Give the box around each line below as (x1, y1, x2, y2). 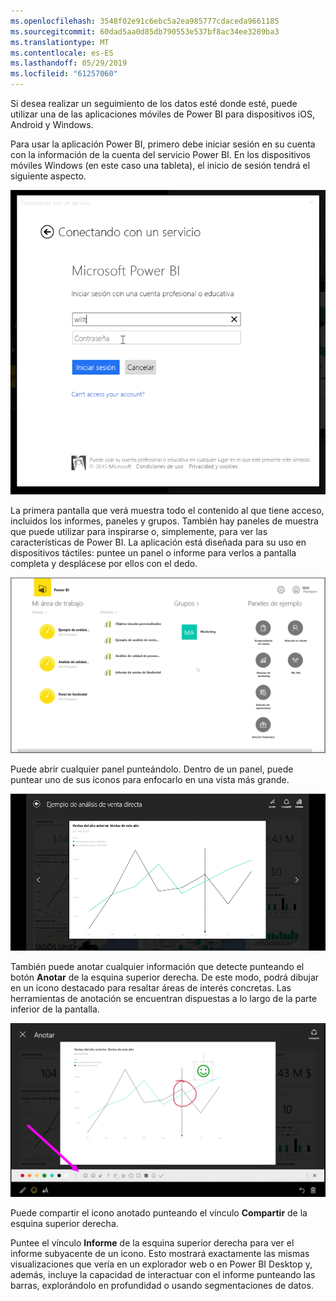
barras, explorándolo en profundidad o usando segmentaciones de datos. (10, 1280, 314, 1292)
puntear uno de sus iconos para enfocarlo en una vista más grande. (10, 773, 290, 785)
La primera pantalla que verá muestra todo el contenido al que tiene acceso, (10, 505, 325, 517)
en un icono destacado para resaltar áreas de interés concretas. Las (10, 981, 292, 994)
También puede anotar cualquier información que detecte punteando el (10, 960, 305, 972)
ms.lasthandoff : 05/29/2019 (10, 58, 128, 69)
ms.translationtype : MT (10, 37, 110, 47)
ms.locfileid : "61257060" (10, 69, 118, 79)
